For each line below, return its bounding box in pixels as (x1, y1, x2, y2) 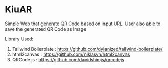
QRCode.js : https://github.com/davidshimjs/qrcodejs (12, 56, 125, 62)
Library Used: (5, 36, 34, 42)
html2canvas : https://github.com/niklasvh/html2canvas (12, 51, 130, 57)
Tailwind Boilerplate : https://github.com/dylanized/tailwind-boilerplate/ (12, 46, 163, 52)
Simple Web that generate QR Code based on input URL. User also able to (5, 20, 161, 27)
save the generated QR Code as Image (5, 26, 87, 32)
